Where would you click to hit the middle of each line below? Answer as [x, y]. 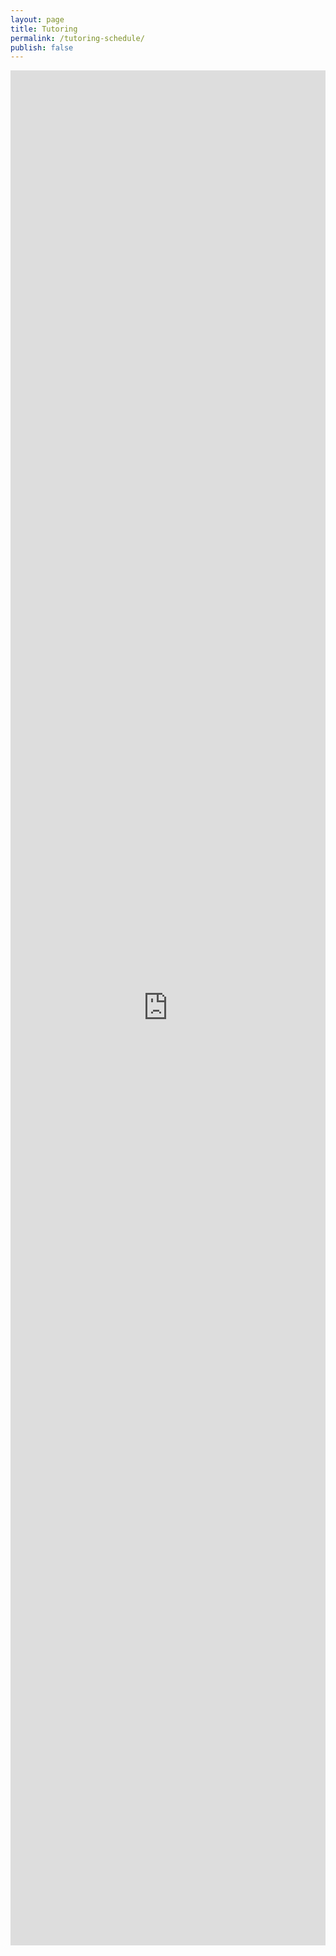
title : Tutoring [44, 29]
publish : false [42, 47]
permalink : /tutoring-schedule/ [77, 38]
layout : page [37, 19]
